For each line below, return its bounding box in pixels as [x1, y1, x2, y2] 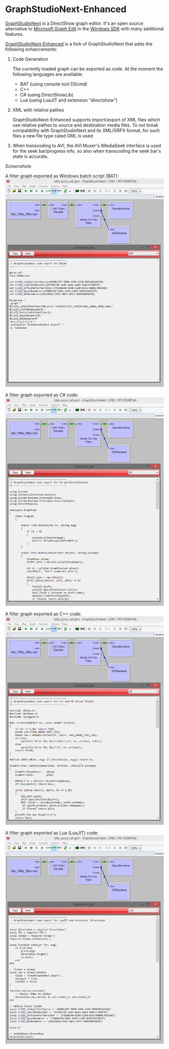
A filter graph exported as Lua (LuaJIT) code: [5, 830, 99, 836]
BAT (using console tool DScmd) [20, 81, 88, 87]
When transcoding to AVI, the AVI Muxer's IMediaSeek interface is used [12, 143, 161, 149]
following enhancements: [5, 46, 58, 52]
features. [5, 31, 24, 37]
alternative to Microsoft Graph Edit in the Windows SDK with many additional [5, 25, 164, 31]
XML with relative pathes [12, 107, 64, 113]
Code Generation [12, 56, 48, 62]
